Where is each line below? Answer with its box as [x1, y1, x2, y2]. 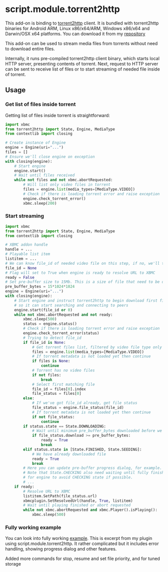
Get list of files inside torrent [5, 101, 76, 108]
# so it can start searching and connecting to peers [14, 303, 128, 308]
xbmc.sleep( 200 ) [23, 201, 57, 206]
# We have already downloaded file [31, 451, 106, 456]
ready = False [5, 275, 35, 280]
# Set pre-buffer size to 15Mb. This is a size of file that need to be [5, 279, 160, 285]
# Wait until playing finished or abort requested [23, 503, 131, 508]
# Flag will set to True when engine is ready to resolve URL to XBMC [5, 270, 155, 275]
